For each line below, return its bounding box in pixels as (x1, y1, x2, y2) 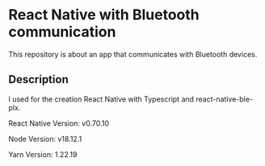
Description (8, 73, 69, 86)
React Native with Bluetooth (8, 6, 200, 24)
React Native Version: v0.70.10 (8, 118, 110, 128)
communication (8, 23, 116, 41)
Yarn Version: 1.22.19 (8, 149, 78, 159)
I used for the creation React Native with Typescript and (8, 94, 195, 104)
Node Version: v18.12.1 (8, 134, 82, 143)
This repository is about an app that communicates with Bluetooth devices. (8, 49, 258, 59)
